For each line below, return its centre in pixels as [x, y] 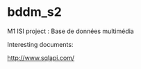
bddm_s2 [35, 12]
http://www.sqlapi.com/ [41, 58]
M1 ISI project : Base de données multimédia [70, 31]
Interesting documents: [40, 44]
